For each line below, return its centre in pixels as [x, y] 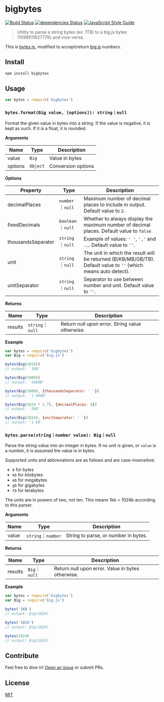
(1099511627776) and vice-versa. [51, 37]
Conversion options [72, 166]
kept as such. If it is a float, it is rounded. [46, 128]
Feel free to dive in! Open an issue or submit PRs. [54, 668]
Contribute [22, 656]
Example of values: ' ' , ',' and [120, 239]
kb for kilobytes [27, 475]
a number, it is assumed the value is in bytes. [50, 451]
